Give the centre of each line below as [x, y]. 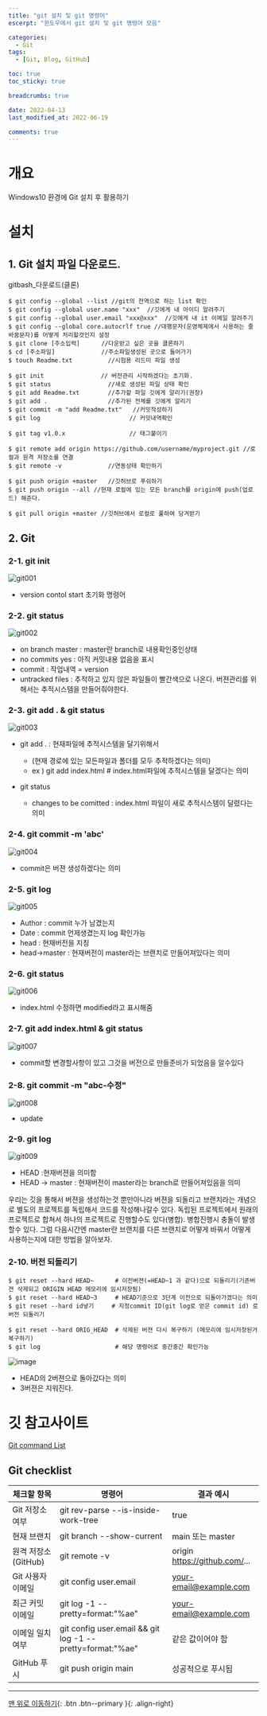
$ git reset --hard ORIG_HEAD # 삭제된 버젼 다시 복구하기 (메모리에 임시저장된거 [133, 1330]
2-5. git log [30, 889]
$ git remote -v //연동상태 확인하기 [85, 466]
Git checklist [40, 1470]
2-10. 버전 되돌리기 [43, 1262]
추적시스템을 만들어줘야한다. [85, 689]
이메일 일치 [32, 1633]
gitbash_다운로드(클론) [44, 285]
